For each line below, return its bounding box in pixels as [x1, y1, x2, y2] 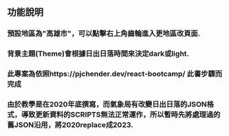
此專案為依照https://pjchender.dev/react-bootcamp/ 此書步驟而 [7, 69, 222, 79]
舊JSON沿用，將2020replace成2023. [7, 120, 134, 130]
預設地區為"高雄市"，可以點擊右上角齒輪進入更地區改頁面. [7, 29, 201, 38]
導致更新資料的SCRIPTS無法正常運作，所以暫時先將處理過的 [21, 110, 221, 120]
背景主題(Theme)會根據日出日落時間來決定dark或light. [7, 49, 190, 58]
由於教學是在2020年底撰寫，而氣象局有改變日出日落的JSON [7, 100, 208, 109]
